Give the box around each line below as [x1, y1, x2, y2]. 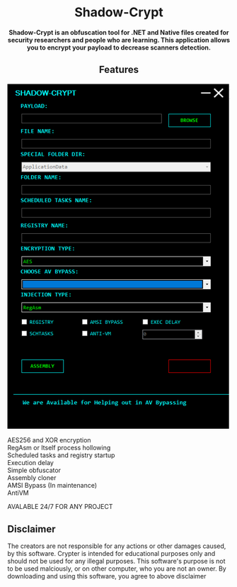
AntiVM [7, 488, 30, 497]
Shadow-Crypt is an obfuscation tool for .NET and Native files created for [8, 28, 229, 36]
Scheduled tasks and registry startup [7, 451, 115, 459]
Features [98, 64, 139, 76]
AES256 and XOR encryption [7, 436, 91, 445]
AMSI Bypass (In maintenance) [7, 481, 98, 490]
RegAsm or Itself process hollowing [7, 444, 111, 452]
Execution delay [7, 459, 54, 467]
